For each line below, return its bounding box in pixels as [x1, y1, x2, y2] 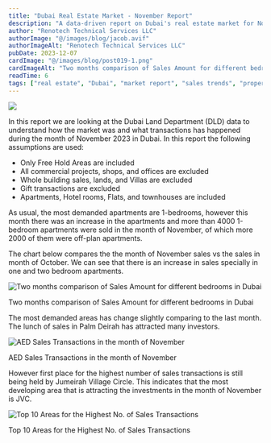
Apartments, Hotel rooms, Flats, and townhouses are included [19, 192, 226, 201]
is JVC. [8, 394, 32, 404]
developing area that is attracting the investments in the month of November [8, 385, 262, 395]
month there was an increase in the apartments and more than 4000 [8, 216, 236, 226]
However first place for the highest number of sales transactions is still [8, 368, 244, 378]
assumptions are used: [8, 142, 85, 151]
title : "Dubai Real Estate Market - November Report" [8, 11, 194, 20]
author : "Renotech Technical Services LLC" [8, 27, 157, 35]
